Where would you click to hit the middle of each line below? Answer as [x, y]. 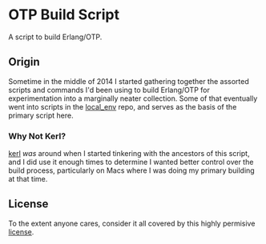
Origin [24, 62]
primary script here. [41, 115]
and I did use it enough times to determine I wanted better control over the [131, 162]
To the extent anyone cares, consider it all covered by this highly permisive [132, 223]
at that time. [28, 179]
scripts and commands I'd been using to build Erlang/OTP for [109, 90]
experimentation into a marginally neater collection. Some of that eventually [133, 98]
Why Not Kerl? [37, 136]
